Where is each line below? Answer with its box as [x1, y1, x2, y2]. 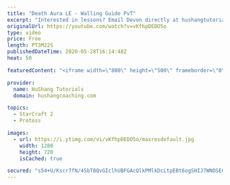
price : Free [7, 36, 41, 42]
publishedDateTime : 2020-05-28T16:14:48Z [7, 49, 127, 56]
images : [7, 129, 29, 136]
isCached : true [19, 155, 63, 162]
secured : [7, 167, 32, 175]
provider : [7, 79, 36, 86]
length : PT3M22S [7, 42, 53, 49]
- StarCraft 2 [13, 111, 53, 118]
